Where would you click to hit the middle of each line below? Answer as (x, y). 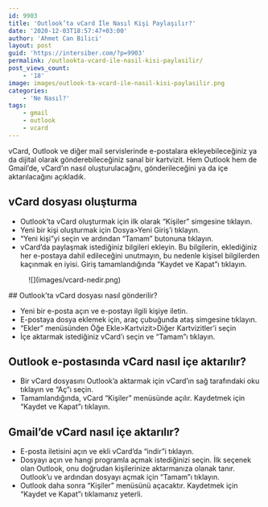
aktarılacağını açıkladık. (47, 176)
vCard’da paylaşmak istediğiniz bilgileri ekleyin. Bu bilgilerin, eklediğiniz (138, 247)
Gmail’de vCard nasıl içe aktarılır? (94, 432)
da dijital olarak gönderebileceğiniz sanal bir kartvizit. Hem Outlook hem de (133, 159)
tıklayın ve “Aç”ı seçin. (57, 390)
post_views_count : (39, 68)
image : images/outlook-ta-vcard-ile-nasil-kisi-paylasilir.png (117, 83)
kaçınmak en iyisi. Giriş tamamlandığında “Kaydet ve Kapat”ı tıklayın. (133, 264)
